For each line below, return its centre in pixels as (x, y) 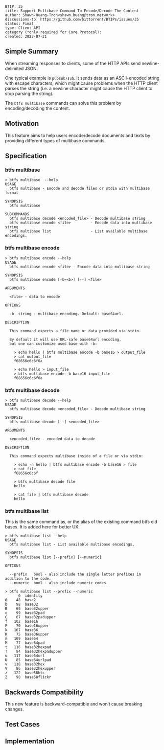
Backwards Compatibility (45, 692)
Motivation (22, 124)
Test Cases (23, 724)
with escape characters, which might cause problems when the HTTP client (82, 83)
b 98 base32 (22, 604)
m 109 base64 (22, 639)
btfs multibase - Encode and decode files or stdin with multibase (80, 189)
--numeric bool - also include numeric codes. (59, 583)
